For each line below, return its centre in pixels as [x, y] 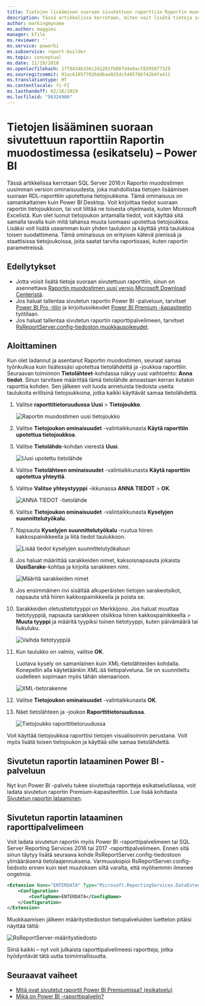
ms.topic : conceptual [34, 57]
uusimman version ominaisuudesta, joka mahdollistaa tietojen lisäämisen [98, 189]
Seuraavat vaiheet [42, 975]
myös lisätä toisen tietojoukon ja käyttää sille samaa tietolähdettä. [89, 742]
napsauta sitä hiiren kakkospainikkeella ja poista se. [80, 597]
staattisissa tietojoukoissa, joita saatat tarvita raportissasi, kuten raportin [97, 241]
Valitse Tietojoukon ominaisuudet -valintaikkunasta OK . [86, 700]
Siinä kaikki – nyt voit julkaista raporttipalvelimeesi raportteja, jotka [90, 950]
